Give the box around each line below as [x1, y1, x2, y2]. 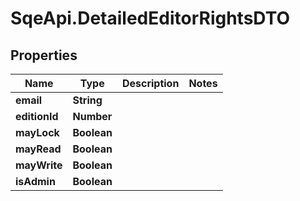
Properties [10, 47, 78, 64]
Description [121, 77, 180, 90]
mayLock [15, 126, 60, 139]
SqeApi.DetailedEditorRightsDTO [10, 7, 291, 30]
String [72, 93, 103, 107]
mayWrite [15, 158, 63, 172]
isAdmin [15, 175, 56, 188]
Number [72, 110, 113, 123]
